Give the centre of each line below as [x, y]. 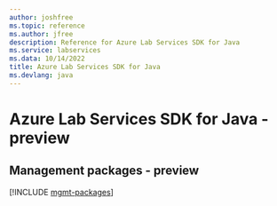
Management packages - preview [104, 171]
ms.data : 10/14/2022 [47, 59]
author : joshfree [41, 17]
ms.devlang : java [41, 75]
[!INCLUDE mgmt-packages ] [61, 192]
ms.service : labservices [55, 51]
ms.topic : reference [47, 26]
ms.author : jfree [41, 34]
